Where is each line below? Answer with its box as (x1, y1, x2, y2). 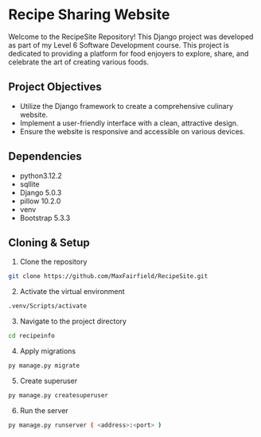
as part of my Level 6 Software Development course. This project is (8, 40, 229, 49)
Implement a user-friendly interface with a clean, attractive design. (19, 118, 239, 128)
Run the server (19, 405, 69, 415)
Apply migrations (19, 346, 76, 355)
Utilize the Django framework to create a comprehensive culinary (19, 101, 233, 110)
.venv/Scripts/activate (8, 302, 88, 311)
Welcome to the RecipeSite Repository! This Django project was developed (8, 32, 254, 41)
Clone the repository (19, 257, 88, 267)
